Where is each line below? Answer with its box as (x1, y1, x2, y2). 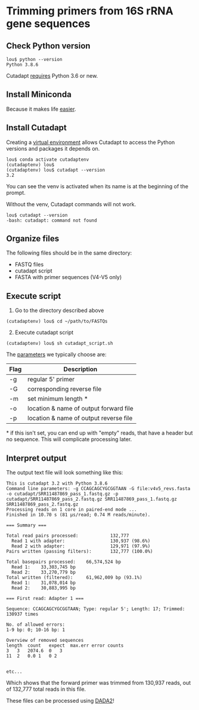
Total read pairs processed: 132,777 (6, 533, 129, 539)
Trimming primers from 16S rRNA (6, 4, 174, 18)
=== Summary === (6, 522, 46, 528)
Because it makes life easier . (6, 105, 76, 112)
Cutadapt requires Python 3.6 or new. (6, 72, 98, 79)
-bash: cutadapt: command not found (6, 217, 97, 224)
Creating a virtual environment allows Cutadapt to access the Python (6, 139, 175, 146)
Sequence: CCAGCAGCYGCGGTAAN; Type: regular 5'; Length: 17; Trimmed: (6, 606, 185, 612)
